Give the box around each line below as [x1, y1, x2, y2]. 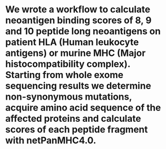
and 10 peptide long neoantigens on [5, 26, 161, 37]
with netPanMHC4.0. [5, 135, 96, 146]
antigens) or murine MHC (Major [5, 47, 146, 59]
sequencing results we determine [5, 80, 151, 92]
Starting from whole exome [5, 69, 124, 81]
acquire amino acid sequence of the [5, 102, 161, 114]
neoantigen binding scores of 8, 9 [5, 14, 152, 26]
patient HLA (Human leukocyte [5, 36, 139, 48]
